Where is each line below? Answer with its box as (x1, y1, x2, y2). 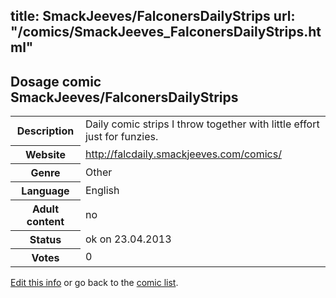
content (26, 214, 65, 228)
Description (16, 124, 75, 138)
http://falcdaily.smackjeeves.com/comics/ (84, 147, 282, 161)
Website (25, 147, 66, 161)
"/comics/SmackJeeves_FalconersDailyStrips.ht (10, 24, 322, 41)
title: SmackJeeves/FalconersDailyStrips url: (10, 8, 296, 25)
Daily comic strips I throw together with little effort (84, 117, 320, 131)
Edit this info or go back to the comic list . (10, 276, 179, 288)
